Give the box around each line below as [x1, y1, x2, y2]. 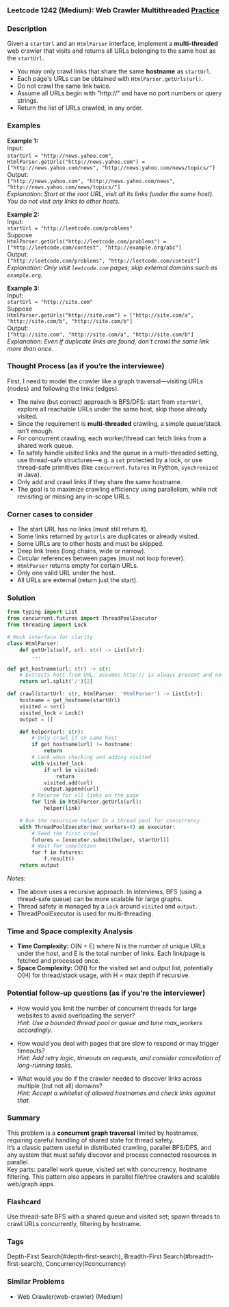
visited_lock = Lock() [19, 709, 84, 717]
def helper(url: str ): [19, 728, 84, 735]
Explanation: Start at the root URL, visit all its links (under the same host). [7, 189, 214, 197]
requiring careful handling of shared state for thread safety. [7, 1136, 174, 1144]
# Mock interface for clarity [7, 634, 94, 641]
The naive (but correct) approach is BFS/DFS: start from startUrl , [16, 397, 203, 406]
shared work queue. [16, 441, 74, 449]
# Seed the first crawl [31, 830, 99, 837]
